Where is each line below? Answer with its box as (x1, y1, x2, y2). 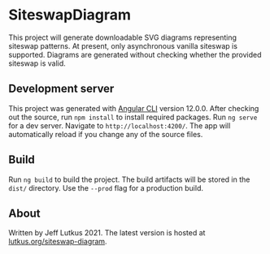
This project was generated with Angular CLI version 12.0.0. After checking (8, 103, 259, 113)
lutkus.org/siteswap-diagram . (8, 237, 107, 247)
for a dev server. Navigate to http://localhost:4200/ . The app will (8, 120, 231, 131)
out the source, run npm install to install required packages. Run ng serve (8, 112, 258, 122)
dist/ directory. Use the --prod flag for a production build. (8, 183, 203, 192)
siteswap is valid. (8, 58, 67, 68)
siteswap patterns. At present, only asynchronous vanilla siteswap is (8, 41, 238, 50)
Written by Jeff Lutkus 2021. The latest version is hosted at (8, 228, 206, 238)
